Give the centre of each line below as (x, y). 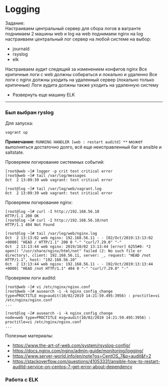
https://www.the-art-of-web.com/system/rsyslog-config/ (71, 345)
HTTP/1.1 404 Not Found (30, 225)
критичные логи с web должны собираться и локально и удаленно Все (81, 74)
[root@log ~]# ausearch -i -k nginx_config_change (59, 313)
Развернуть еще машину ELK (43, 95)
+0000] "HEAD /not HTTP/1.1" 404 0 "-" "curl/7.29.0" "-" (67, 269)
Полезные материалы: (29, 336)
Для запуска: (19, 123)
